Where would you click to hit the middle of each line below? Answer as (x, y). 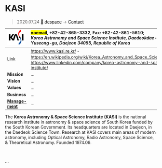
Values (14, 88)
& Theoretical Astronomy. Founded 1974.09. (48, 142)
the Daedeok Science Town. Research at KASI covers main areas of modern (80, 132)
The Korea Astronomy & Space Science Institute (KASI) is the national (76, 117)
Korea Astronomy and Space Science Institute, (79, 38)
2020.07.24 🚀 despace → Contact (50, 22)
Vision (14, 81)
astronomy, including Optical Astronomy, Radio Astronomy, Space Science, (80, 138)
